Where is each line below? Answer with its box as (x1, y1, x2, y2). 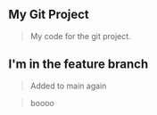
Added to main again (29, 80, 107, 91)
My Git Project (8, 7, 90, 22)
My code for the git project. (29, 30, 131, 41)
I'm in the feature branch (8, 57, 149, 72)
